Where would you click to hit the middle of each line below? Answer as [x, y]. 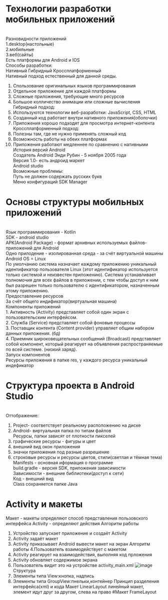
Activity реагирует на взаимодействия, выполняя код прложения [82, 554]
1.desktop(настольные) [30, 44]
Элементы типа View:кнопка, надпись [53, 576]
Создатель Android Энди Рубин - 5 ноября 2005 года [69, 155]
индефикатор [20, 365]
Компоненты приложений [33, 306]
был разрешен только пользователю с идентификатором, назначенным [82, 285]
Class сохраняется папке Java [45, 484]
